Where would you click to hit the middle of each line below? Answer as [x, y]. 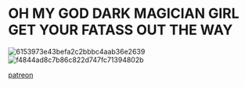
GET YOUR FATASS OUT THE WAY [121, 30]
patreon [21, 75]
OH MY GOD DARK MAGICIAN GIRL [124, 14]
